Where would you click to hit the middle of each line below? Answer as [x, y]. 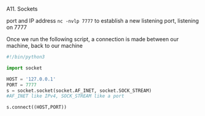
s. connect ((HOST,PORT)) [37, 107]
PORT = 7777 [21, 85]
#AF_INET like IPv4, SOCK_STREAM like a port [65, 96]
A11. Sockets [22, 9]
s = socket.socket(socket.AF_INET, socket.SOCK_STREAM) [79, 91]
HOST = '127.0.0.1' [31, 79]
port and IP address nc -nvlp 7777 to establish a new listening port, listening [102, 21]
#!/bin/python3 [26, 57]
